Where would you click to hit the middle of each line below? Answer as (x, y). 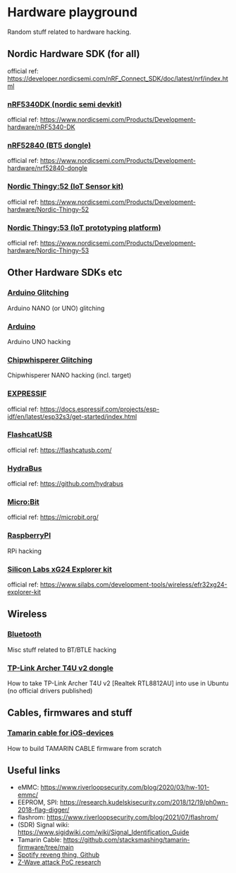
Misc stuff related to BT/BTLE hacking (62, 649)
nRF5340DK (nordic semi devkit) (64, 104)
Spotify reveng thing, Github (58, 855)
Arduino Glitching (38, 293)
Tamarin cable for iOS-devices (61, 733)
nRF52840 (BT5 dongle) (49, 145)
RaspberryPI (29, 535)
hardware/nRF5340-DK (41, 127)
